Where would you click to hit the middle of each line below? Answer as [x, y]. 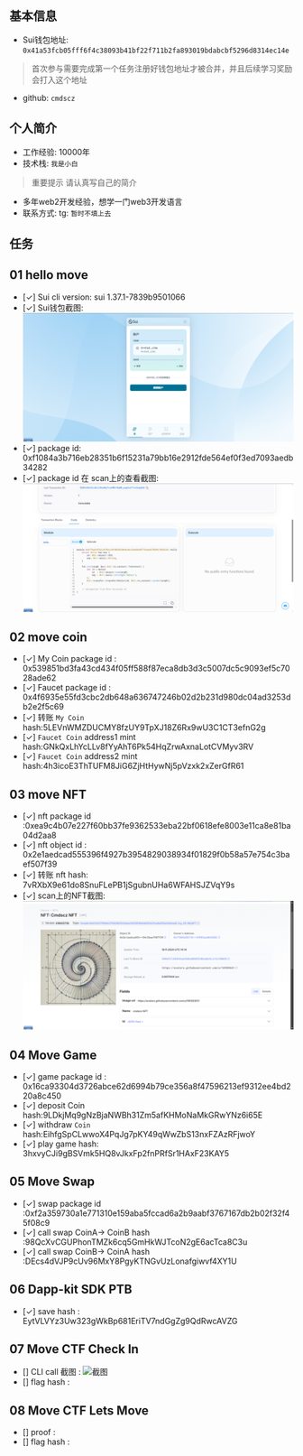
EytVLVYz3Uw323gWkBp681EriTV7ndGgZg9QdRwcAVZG [130, 1321]
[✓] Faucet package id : [66, 688]
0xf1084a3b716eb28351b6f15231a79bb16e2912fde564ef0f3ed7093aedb [158, 458]
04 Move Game [53, 1055]
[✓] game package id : [64, 1076]
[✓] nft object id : [55, 845]
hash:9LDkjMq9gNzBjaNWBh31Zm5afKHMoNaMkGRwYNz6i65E [142, 1115]
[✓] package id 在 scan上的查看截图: [91, 478]
